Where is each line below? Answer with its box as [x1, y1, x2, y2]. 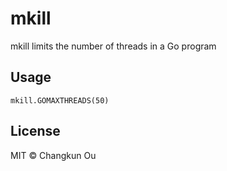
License [10, 123, 61, 140]
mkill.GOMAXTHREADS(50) [10, 95, 110, 106]
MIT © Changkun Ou [10, 149, 97, 161]
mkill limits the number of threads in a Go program [10, 40, 217, 52]
